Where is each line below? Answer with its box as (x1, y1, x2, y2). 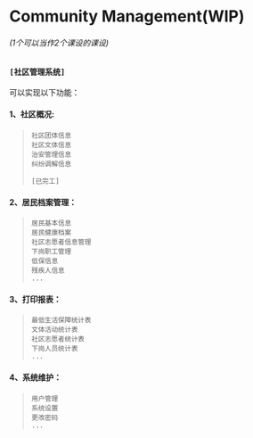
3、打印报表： (9, 293, 62, 304)
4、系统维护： (9, 372, 62, 383)
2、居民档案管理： (9, 196, 78, 207)
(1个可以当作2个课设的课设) (9, 37, 110, 48)
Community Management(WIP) (9, 6, 245, 27)
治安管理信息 (30, 150, 72, 159)
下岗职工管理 (30, 247, 72, 256)
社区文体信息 (30, 140, 72, 149)
